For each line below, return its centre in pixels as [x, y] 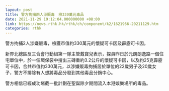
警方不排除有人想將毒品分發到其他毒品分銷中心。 [65, 72]
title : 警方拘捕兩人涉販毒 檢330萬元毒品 [45, 14]
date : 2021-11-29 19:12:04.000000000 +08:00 [53, 19]
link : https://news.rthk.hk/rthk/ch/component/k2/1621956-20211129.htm [82, 24]
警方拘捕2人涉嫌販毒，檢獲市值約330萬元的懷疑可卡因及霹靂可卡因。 [77, 43]
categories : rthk [23, 28]
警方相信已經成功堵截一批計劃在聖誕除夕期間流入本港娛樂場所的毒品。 [78, 83]
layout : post [19, 10]
